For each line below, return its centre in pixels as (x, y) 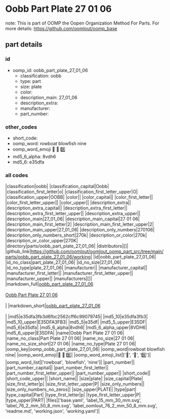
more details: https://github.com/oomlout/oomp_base (61, 28)
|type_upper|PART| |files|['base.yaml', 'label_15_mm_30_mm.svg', (73, 400)
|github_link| (18, 251)
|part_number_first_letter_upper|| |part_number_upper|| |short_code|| (78, 373)
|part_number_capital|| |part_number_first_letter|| (57, 368)
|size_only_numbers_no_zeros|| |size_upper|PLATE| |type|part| (71, 389)
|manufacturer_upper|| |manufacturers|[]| (49, 278)
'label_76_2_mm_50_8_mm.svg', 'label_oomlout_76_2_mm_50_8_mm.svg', (81, 406)
